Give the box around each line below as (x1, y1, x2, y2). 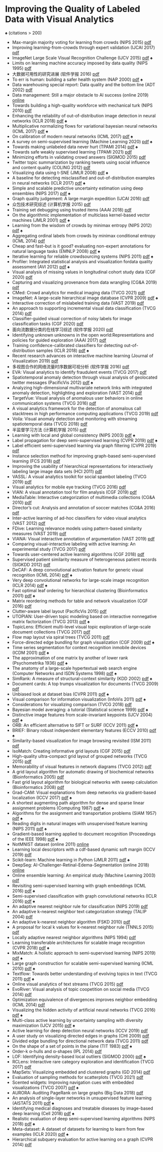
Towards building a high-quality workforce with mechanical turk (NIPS (12, 102, 153, 108)
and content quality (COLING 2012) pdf (12, 164, 91, 170)
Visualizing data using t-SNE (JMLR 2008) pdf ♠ (12, 170, 109, 175)
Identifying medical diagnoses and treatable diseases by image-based (12, 1105, 153, 1111)
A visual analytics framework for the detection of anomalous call (12, 405, 142, 411)
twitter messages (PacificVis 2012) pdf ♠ (12, 379, 93, 385)
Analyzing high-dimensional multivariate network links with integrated (12, 384, 152, 390)
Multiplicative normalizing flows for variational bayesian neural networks (12, 123, 157, 129)
